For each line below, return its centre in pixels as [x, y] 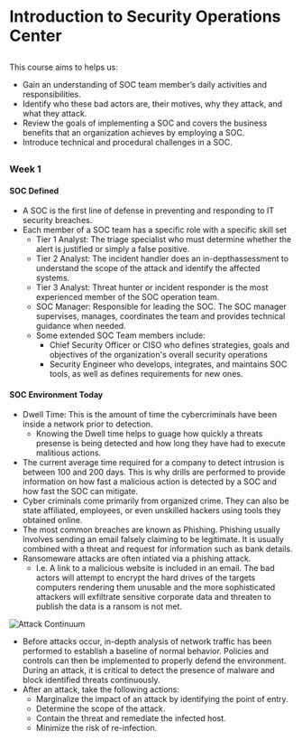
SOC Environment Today [56, 394]
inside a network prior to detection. [87, 424]
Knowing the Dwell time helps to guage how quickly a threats [149, 434]
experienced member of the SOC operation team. [128, 297]
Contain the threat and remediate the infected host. [131, 718]
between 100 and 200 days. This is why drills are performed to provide [154, 473]
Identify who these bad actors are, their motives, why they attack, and [152, 103]
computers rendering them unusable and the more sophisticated [156, 587]
